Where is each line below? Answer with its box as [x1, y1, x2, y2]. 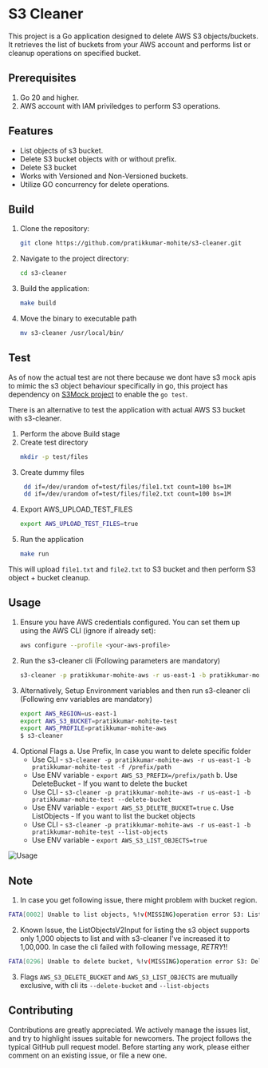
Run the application [19, 535, 84, 544]
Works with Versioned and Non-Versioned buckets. [19, 171, 189, 181]
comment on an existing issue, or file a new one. [8, 1050, 167, 1060]
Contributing [8, 1004, 73, 1018]
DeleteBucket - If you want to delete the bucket [31, 779, 187, 788]
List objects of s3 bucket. [19, 145, 104, 155]
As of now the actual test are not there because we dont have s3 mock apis [8, 373, 257, 382]
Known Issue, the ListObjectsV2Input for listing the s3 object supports [19, 925, 250, 934]
